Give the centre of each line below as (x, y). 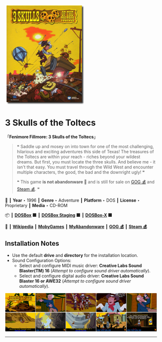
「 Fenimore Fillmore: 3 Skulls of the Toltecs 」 (52, 136)
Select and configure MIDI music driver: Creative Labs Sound (81, 266)
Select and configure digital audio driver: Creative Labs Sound (81, 276)
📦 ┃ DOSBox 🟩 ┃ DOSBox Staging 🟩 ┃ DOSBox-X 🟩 (59, 215)
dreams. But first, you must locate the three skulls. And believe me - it (86, 162)
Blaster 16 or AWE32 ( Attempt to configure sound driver (75, 281)
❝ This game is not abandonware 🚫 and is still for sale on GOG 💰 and (86, 182)
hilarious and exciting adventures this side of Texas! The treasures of (85, 151)
